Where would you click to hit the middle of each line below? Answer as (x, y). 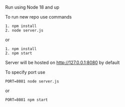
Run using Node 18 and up (32, 7)
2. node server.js (24, 30)
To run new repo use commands (38, 17)
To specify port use (25, 72)
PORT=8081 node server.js (32, 81)
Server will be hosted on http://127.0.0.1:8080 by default (62, 62)
